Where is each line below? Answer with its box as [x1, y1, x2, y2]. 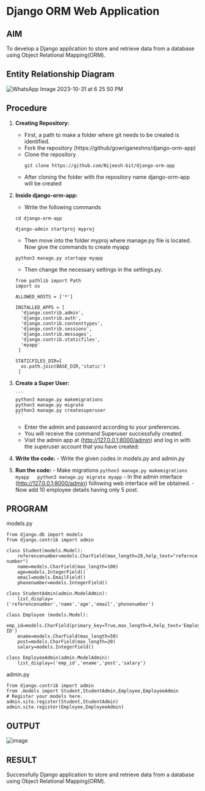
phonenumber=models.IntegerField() [17, 580, 108, 586]
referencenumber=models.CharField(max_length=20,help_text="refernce [17, 553, 198, 559]
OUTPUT [6, 721, 41, 731]
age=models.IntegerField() [17, 569, 86, 576]
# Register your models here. [6, 693, 84, 700]
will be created [24, 179, 62, 187]
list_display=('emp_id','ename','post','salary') [17, 660, 146, 666]
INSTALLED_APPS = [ [15, 304, 65, 310]
